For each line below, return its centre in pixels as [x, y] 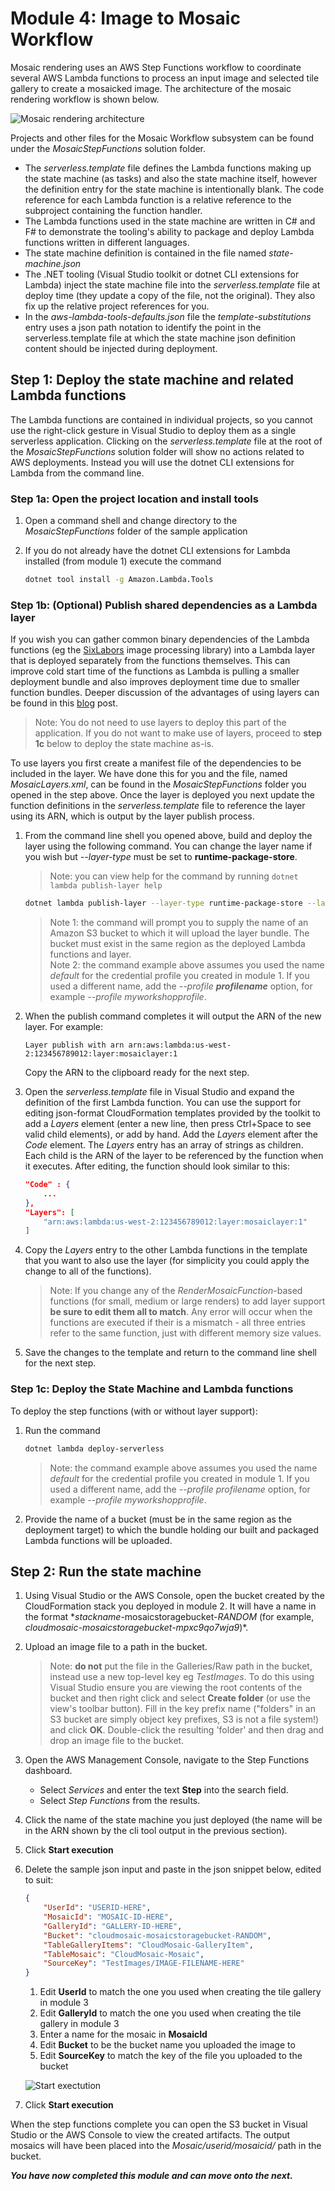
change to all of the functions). [88, 1271]
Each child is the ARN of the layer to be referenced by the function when [174, 1156]
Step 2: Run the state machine [106, 1571]
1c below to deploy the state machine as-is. [124, 744]
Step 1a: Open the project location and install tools [134, 499]
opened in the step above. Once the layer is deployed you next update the [162, 795]
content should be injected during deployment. [121, 348]
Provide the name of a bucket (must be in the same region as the [158, 1519]
